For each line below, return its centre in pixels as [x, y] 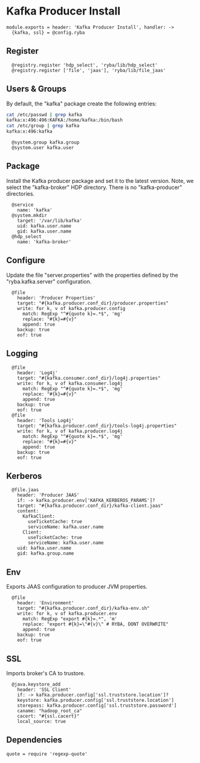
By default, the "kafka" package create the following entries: [82, 104]
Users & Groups [36, 89]
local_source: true [42, 721]
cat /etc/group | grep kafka [43, 126]
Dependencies [34, 740]
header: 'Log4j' [38, 373]
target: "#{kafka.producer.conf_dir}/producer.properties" [93, 303]
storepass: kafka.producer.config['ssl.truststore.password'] [97, 705]
